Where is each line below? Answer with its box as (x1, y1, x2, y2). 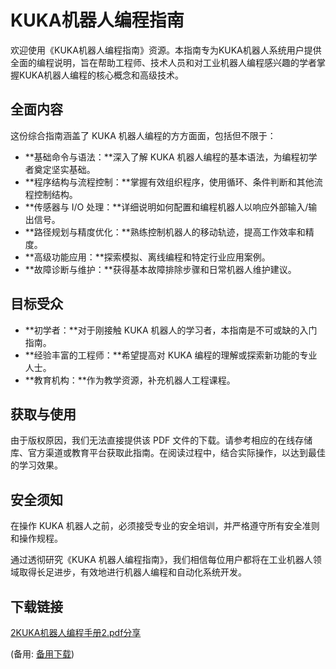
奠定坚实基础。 (33, 163, 96, 175)
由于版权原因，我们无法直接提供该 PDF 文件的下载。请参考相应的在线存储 (10, 434, 313, 446)
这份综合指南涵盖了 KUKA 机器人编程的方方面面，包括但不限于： (10, 129, 277, 141)
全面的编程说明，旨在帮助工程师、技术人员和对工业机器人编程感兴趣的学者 (10, 56, 317, 68)
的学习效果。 (10, 459, 63, 471)
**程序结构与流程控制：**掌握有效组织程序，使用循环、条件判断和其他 (24, 176, 315, 188)
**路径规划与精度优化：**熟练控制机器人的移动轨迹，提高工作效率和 (24, 226, 306, 238)
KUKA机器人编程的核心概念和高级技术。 (18, 69, 184, 81)
